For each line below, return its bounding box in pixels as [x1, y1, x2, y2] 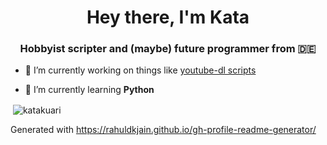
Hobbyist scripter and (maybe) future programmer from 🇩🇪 [19, 42, 317, 56]
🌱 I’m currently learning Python [24, 84, 155, 96]
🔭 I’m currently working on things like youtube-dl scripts [24, 64, 257, 76]
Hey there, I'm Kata [86, 6, 250, 29]
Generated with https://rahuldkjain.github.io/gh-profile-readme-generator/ [10, 124, 317, 136]
